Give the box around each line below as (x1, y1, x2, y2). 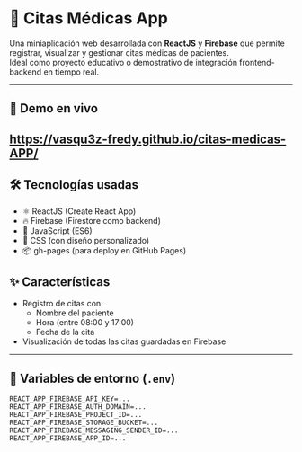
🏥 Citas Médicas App (9, 8, 168, 29)
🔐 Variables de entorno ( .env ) (9, 370, 176, 386)
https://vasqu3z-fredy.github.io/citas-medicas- (9, 131, 287, 146)
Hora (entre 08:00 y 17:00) (35, 317, 135, 328)
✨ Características (9, 274, 111, 289)
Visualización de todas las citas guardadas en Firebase (22, 336, 226, 347)
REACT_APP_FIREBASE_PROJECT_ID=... (9, 411, 143, 420)
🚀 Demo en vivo (9, 101, 99, 116)
